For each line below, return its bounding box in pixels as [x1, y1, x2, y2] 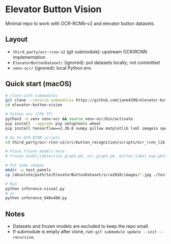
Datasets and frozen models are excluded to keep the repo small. [12, 223, 150, 229]
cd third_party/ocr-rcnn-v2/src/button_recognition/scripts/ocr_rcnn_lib [5, 140, 165, 145]
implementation [12, 54, 46, 60]
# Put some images [5, 163, 44, 168]
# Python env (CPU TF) [5, 112, 53, 117]
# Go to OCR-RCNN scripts [5, 135, 60, 140]
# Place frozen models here [5, 149, 65, 154]
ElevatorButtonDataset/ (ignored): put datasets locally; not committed [12, 59, 160, 66]
